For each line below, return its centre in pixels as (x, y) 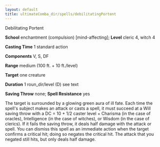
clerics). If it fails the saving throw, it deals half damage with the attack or (78, 124)
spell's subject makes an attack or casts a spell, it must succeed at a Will (78, 108)
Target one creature (25, 75)
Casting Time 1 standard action (36, 47)
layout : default (21, 9)
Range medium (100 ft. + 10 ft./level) (42, 65)
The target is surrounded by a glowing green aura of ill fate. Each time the (79, 103)
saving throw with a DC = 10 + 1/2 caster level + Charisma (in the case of (78, 113)
